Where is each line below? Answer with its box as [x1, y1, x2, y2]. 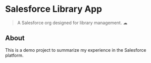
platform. [5, 52, 24, 58]
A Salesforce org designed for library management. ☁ [17, 20, 128, 26]
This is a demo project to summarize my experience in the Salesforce [5, 47, 147, 53]
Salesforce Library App [5, 3, 102, 15]
